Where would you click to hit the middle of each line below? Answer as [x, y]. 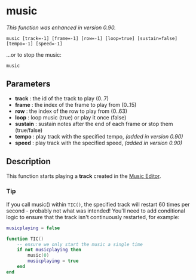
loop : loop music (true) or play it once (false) [71, 117]
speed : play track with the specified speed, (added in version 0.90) [99, 143]
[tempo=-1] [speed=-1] [34, 44]
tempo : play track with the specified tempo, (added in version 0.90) [99, 136]
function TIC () [25, 239]
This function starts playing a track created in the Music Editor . [84, 176]
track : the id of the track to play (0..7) [62, 98]
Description [28, 161]
